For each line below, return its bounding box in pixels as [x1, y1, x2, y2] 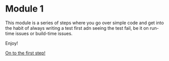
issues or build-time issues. [15, 30, 73, 36]
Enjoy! [5, 40, 19, 46]
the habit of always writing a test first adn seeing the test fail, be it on [5, 25, 149, 31]
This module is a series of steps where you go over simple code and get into [5, 20, 164, 26]
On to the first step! [5, 50, 45, 56]
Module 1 [5, 3, 44, 15]
